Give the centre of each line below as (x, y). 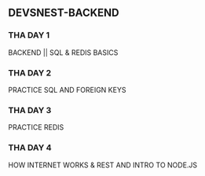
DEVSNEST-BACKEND (64, 13)
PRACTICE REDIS (36, 127)
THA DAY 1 (29, 35)
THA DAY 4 (30, 148)
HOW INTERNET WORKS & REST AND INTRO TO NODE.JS (103, 165)
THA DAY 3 (30, 110)
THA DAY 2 (30, 72)
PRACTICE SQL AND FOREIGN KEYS (67, 90)
